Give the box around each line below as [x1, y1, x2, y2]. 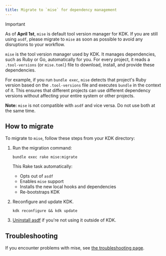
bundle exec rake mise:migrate [12, 154, 78, 160]
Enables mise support [19, 178, 64, 184]
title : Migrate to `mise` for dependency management [5, 7, 117, 12]
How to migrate [5, 122, 54, 130]
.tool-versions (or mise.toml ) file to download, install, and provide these [5, 61, 155, 67]
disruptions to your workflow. [5, 41, 65, 47]
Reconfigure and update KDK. [12, 198, 74, 205]
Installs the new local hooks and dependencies [19, 183, 116, 190]
